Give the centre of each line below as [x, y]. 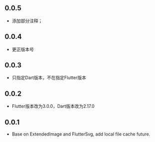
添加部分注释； [27, 21]
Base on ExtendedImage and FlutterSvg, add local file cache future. [81, 134]
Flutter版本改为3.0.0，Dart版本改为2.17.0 [53, 106]
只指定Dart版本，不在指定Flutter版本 [49, 78]
